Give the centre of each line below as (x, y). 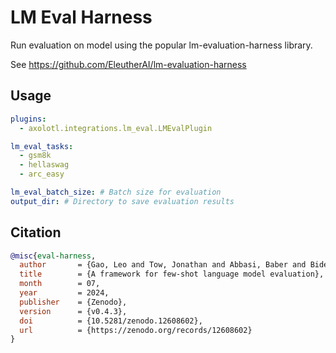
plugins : (28, 119)
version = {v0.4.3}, (73, 311)
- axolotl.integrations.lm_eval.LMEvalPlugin (116, 128)
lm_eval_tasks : (42, 146)
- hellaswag (44, 165)
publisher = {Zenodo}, (73, 302)
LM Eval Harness (81, 17)
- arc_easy (42, 174)
